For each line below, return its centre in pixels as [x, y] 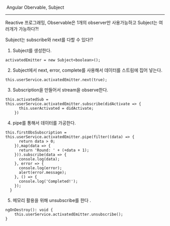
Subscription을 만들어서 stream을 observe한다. [60, 90]
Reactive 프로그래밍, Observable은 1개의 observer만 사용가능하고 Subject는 [81, 23]
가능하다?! [29, 29]
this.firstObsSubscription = [36, 133]
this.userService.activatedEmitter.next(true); [56, 80]
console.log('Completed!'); [48, 181]
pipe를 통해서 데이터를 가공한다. [44, 123]
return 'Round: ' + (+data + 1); [54, 150]
